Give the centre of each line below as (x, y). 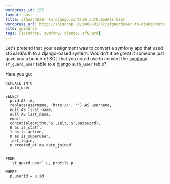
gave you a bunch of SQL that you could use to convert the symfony (76, 59)
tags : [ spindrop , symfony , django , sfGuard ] (53, 33)
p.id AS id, (23, 101)
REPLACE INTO (19, 83)
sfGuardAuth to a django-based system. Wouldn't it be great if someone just (85, 53)
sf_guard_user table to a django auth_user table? (56, 64)
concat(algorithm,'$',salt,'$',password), (55, 123)
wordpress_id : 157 (25, 10)
